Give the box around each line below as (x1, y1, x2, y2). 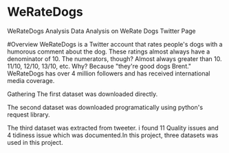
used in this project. (7, 138, 63, 146)
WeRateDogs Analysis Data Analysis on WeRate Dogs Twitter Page (7, 27, 196, 35)
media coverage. (7, 76, 55, 84)
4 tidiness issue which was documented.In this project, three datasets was (7, 131, 219, 139)
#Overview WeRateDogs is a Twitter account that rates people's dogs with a (7, 40, 223, 48)
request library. (7, 110, 50, 119)
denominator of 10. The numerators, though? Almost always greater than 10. (7, 54, 222, 62)
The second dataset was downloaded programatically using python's (7, 103, 204, 111)
